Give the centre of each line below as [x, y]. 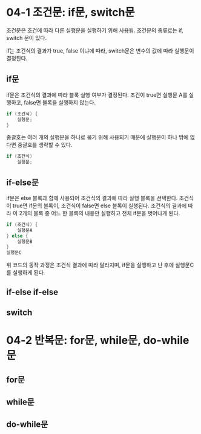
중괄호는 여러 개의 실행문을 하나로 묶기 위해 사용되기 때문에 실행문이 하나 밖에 [97, 137]
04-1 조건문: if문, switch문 [71, 12]
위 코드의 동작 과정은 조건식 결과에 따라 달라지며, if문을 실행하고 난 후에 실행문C [100, 265]
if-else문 [23, 182]
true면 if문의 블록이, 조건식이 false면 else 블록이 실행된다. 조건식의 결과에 [100, 206]
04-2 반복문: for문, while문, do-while [98, 341]
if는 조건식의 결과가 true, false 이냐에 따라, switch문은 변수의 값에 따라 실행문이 [100, 50]
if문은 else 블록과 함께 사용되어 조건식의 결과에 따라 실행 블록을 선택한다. [92, 198]
